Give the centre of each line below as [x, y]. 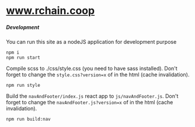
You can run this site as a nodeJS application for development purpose [91, 42]
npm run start [23, 58]
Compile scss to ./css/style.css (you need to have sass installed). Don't [92, 69]
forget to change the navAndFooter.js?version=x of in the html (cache [90, 103]
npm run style [23, 86]
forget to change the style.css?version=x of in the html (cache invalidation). [98, 75]
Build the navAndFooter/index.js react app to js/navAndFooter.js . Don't [92, 96]
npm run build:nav [28, 119]
